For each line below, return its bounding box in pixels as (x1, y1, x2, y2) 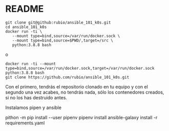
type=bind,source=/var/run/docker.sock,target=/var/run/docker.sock (5, 65, 155, 71)
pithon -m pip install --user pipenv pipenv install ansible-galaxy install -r (5, 114, 158, 120)
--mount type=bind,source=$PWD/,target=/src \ (12, 38, 114, 43)
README (5, 3, 44, 15)
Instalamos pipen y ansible (5, 104, 61, 111)
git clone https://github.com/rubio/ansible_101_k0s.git (5, 75, 130, 80)
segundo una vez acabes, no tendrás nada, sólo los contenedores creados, (5, 89, 164, 95)
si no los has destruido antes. (5, 94, 68, 100)
